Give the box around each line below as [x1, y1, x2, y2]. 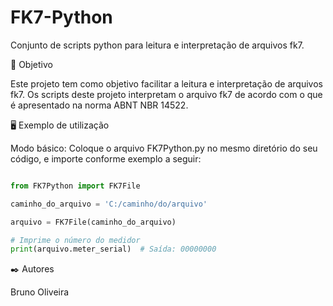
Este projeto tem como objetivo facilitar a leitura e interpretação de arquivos [10, 77, 323, 90]
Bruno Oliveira [10, 286, 70, 298]
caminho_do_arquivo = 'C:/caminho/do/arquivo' [10, 199, 208, 209]
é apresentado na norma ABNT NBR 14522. [10, 99, 189, 111]
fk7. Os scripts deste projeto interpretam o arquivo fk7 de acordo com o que [10, 88, 323, 100]
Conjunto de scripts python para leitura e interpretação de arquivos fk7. [10, 39, 305, 51]
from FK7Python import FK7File [10, 181, 141, 191]
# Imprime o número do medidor [10, 235, 141, 245]
